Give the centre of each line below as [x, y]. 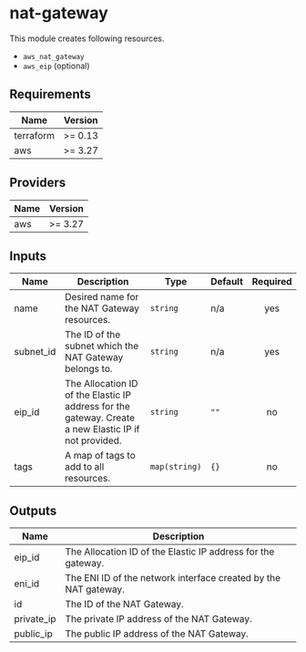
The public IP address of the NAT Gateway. [157, 634]
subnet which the [102, 347]
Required [272, 282]
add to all [85, 467]
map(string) [176, 467]
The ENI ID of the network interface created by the [173, 578]
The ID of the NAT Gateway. [124, 605]
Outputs [33, 510]
